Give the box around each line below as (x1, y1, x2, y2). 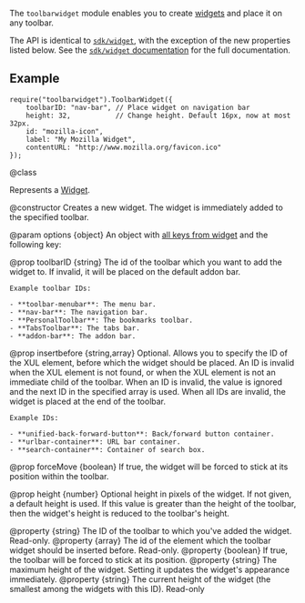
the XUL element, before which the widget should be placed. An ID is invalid (9, 357, 295, 367)
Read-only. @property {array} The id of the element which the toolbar (9, 535, 271, 546)
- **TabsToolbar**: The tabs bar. (9, 323, 141, 333)
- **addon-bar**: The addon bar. (9, 331, 137, 340)
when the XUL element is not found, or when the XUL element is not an (9, 367, 276, 377)
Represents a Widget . (9, 184, 91, 195)
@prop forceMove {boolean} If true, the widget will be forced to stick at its (9, 461, 289, 472)
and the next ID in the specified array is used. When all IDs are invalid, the (9, 386, 287, 397)
